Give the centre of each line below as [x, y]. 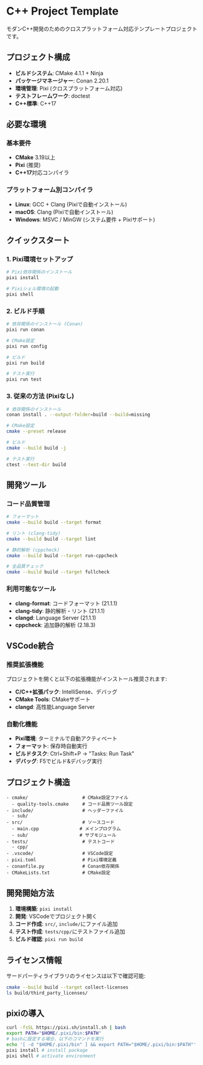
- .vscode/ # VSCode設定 [60, 854]
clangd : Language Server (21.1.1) [55, 618]
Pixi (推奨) [28, 165]
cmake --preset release [36, 431]
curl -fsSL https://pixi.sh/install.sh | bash [66, 1028]
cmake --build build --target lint [51, 539]
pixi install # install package [47, 1050]
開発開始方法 [30, 893]
